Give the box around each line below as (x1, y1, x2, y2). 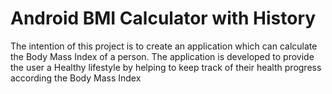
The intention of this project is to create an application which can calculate (10, 40, 318, 52)
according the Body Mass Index (10, 72, 142, 84)
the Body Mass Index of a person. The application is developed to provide (10, 50, 315, 62)
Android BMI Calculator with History (10, 7, 317, 30)
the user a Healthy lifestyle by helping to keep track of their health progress (10, 61, 322, 73)
